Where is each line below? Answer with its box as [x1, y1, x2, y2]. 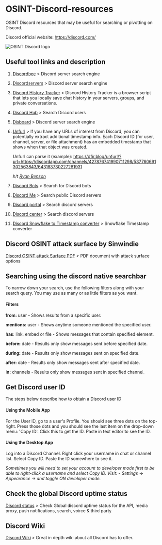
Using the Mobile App [5, 407, 50, 413]
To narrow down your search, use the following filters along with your [5, 285, 145, 291]
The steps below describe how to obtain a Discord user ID [5, 396, 122, 402]
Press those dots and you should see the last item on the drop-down [17, 423, 154, 429]
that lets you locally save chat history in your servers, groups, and [12, 95, 145, 101]
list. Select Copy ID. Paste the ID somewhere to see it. [5, 455, 113, 462]
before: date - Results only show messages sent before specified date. [5, 341, 148, 346]
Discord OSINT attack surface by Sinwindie [5, 240, 139, 248]
